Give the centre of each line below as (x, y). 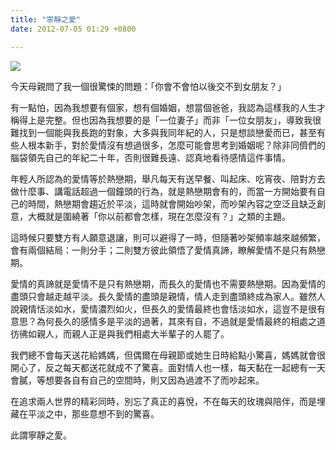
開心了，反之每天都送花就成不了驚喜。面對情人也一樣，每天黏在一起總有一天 (168, 367)
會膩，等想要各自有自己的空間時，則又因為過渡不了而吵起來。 (137, 380)
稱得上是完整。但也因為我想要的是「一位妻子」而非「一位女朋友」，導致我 (161, 120)
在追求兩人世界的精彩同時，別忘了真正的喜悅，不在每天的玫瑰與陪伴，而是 (163, 401)
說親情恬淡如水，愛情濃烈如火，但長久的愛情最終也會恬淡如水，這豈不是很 (163, 308)
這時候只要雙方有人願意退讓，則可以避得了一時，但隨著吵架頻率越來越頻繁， (168, 237)
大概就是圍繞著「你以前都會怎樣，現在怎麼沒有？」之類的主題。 (159, 216)
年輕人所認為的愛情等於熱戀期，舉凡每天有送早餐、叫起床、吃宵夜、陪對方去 (168, 178)
